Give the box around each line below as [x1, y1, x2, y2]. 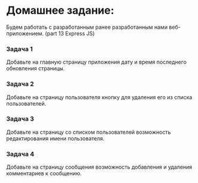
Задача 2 [6, 80, 34, 88]
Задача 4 [6, 149, 35, 158]
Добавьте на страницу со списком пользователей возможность [6, 128, 171, 136]
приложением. [6, 29, 44, 37]
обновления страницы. [6, 65, 65, 72]
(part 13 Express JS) [44, 29, 95, 37]
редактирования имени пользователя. [6, 134, 105, 142]
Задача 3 [6, 115, 35, 123]
